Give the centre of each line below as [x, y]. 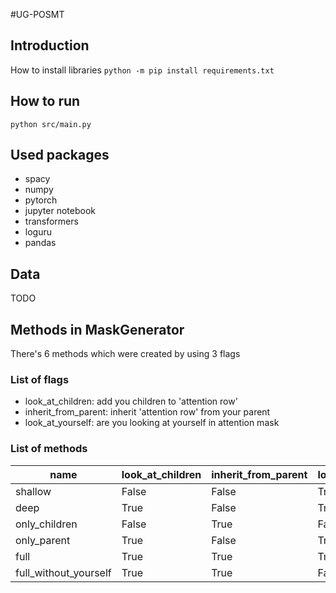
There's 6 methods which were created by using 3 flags [125, 354]
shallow [33, 491]
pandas [40, 243]
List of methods [49, 449]
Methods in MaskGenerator [97, 329]
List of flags [40, 379]
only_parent [43, 540]
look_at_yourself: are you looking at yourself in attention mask [152, 423]
